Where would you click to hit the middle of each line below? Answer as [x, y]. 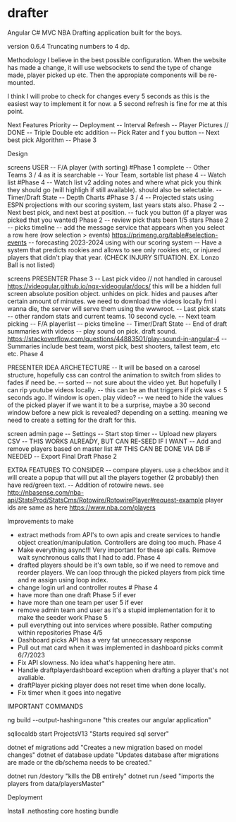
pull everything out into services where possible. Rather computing [115, 625]
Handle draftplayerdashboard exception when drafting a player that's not [123, 670]
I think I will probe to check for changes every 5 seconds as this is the [108, 96]
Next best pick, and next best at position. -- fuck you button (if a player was [117, 212]
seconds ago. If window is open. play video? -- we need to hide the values [116, 397]
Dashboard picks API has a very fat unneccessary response [104, 640]
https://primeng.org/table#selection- [165, 235]
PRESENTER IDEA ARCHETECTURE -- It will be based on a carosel [104, 367]
